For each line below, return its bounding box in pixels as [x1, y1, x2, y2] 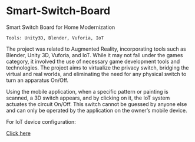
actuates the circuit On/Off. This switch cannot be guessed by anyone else [6, 100, 187, 107]
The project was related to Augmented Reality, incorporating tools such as [6, 45, 187, 52]
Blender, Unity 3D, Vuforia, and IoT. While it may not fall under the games [6, 51, 183, 58]
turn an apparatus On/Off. [6, 77, 69, 84]
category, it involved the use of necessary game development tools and [6, 58, 180, 65]
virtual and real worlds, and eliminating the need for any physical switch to [6, 70, 187, 77]
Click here [6, 130, 31, 137]
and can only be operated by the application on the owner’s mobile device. [6, 107, 187, 114]
